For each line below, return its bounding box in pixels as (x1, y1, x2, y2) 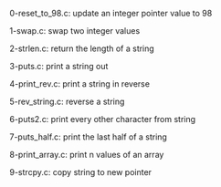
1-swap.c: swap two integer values (9, 26, 141, 36)
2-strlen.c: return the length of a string (9, 43, 155, 54)
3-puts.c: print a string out (9, 61, 109, 71)
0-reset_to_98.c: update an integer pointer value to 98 (9, 8, 213, 18)
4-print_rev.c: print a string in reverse (9, 78, 151, 89)
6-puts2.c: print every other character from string (9, 114, 196, 124)
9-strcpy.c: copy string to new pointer (9, 167, 153, 177)
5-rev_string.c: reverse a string (9, 96, 125, 107)
